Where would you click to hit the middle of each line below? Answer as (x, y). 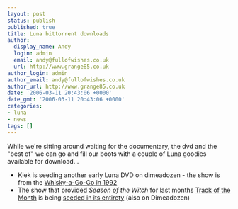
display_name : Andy (42, 47)
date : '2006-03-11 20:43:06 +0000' (60, 93)
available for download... (43, 161)
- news (17, 119)
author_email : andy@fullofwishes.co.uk (66, 80)
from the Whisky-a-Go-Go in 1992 (67, 182)
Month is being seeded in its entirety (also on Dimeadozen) (103, 197)
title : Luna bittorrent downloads (58, 34)
